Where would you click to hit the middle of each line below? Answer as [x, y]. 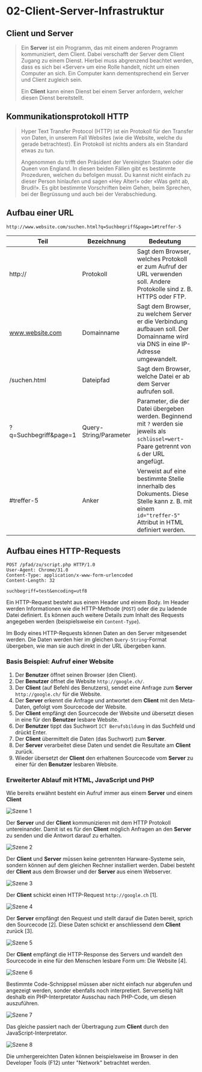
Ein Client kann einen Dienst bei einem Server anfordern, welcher [102, 91]
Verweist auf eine [161, 471]
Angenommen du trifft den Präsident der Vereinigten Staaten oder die [107, 162]
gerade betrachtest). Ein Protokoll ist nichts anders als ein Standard [104, 144]
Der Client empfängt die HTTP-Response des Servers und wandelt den [94, 955]
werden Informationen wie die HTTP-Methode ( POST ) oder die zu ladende [97, 609]
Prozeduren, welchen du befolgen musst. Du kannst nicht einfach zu [106, 175]
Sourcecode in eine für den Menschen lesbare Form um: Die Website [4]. [97, 961]
